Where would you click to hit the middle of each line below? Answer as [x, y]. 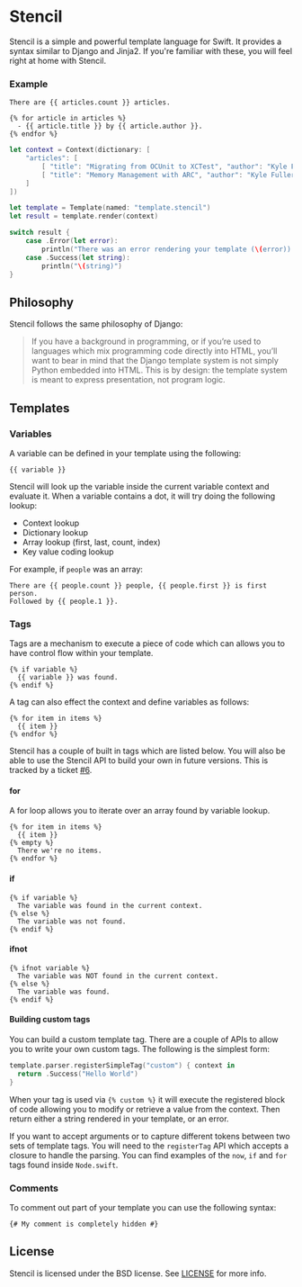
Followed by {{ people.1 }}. [64, 601]
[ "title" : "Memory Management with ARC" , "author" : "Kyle [155, 175]
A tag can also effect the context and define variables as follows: [129, 702]
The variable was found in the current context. [110, 905]
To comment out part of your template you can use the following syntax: [143, 1208]
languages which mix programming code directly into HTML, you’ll [154, 351]
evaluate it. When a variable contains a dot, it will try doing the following [142, 496]
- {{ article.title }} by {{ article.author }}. [110, 126]
